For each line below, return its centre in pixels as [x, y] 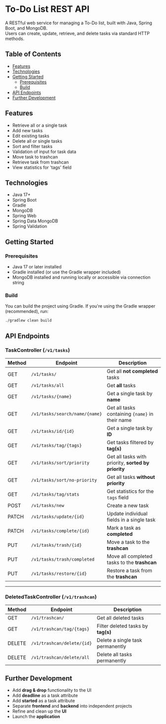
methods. [15, 39]
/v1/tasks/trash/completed [63, 559]
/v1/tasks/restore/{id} [59, 573]
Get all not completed [132, 371]
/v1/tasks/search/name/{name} [67, 414]
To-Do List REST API [47, 9]
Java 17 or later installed [37, 267]
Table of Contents [33, 54]
